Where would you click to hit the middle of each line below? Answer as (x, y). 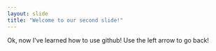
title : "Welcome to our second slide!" (65, 20)
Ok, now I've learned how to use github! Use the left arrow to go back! (108, 40)
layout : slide (28, 14)
